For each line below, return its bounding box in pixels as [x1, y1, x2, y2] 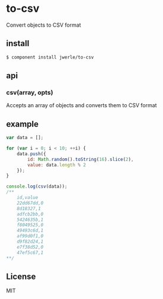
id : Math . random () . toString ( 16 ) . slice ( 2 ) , [27, 156, 134, 162]
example [6, 119, 39, 129]
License [6, 271, 36, 281]
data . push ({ [17, 150, 46, 157]
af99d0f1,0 [17, 233, 44, 239]
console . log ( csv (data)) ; [6, 184, 68, 189]
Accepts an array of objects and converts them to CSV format [6, 102, 157, 109]
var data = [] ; [6, 135, 44, 141]
